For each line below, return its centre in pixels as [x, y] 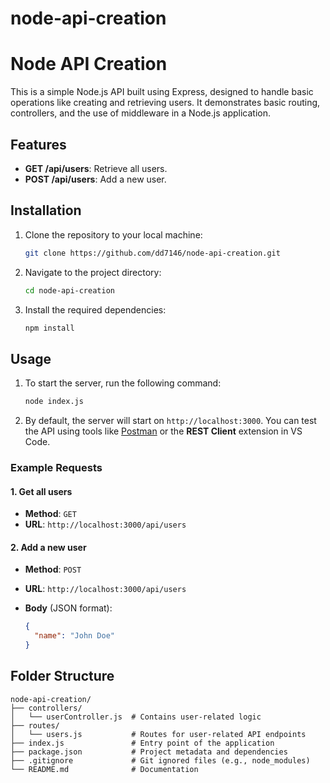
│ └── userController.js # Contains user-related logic [136, 717]
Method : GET [50, 514]
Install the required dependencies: [95, 309]
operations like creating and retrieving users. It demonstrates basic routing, [165, 103]
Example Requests [56, 467]
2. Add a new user [48, 547]
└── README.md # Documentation [104, 769]
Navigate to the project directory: [93, 272]
